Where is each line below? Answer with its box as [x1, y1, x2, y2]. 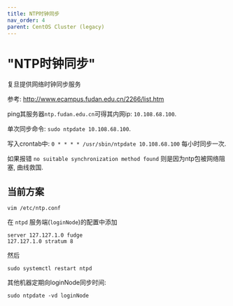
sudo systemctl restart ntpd [7, 265, 92, 272]
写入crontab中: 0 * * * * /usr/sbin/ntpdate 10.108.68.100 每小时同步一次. [7, 139, 227, 148]
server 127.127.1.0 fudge [7, 232, 83, 239]
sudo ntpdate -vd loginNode [7, 292, 90, 300]
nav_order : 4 [7, 17, 45, 24]
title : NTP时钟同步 [7, 10, 60, 18]
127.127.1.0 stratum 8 [7, 238, 73, 245]
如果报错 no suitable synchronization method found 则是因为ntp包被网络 [7, 155, 219, 163]
